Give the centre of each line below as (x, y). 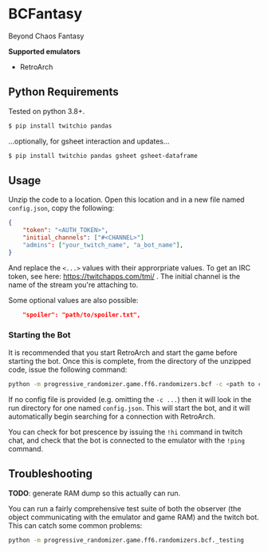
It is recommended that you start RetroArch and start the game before (123, 353)
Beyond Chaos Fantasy (46, 36)
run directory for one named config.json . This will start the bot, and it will (129, 408)
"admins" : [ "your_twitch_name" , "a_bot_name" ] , (103, 245)
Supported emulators (45, 51)
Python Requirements (63, 92)
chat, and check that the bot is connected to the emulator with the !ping (127, 440)
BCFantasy (45, 14)
